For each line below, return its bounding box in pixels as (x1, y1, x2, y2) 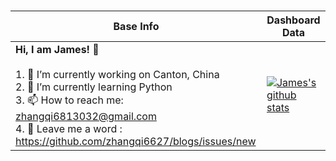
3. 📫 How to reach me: (15, 93, 124, 107)
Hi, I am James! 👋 (15, 42, 100, 56)
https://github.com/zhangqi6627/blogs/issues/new (15, 134, 257, 148)
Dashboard (266, 13, 321, 27)
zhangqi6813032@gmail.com (15, 109, 157, 123)
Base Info (113, 19, 160, 33)
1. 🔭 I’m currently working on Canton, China (15, 67, 220, 81)
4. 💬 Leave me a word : (15, 121, 123, 135)
